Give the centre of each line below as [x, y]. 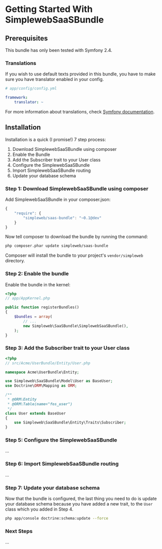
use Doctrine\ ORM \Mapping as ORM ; [41, 386]
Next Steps [19, 531]
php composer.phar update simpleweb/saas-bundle [57, 246]
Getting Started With [49, 9]
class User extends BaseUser [35, 413]
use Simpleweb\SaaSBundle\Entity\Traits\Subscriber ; [70, 423]
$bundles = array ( [33, 317]
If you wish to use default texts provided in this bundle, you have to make [80, 74]
